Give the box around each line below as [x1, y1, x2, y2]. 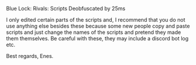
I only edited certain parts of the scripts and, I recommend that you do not [6, 16, 185, 23]
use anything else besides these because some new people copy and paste [6, 23, 190, 29]
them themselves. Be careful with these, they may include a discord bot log [6, 35, 189, 42]
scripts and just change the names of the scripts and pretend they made [6, 29, 181, 36]
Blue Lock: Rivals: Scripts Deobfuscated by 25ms [6, 5, 125, 12]
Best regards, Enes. [6, 53, 54, 59]
